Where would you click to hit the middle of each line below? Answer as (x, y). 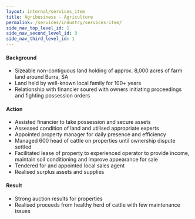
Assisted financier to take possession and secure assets (83, 122)
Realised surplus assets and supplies (59, 172)
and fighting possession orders (52, 96)
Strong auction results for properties (58, 198)
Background (21, 58)
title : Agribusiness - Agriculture (50, 17)
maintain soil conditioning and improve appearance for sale (86, 160)
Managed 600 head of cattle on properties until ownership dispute (95, 141)
